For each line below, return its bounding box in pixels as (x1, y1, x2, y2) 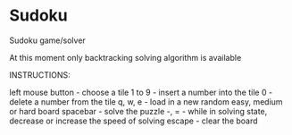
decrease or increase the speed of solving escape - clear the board (9, 115, 258, 126)
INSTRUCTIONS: (9, 69, 71, 80)
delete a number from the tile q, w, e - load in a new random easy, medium (9, 96, 283, 107)
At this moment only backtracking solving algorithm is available (9, 52, 242, 63)
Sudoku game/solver (9, 35, 87, 46)
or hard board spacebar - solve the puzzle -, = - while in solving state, (9, 105, 268, 116)
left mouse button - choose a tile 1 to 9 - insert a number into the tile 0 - (9, 87, 273, 97)
